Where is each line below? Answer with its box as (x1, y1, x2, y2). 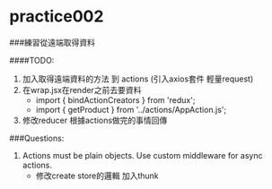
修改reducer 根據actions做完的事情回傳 (22, 115, 168, 125)
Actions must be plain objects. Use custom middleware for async (22, 150, 263, 160)
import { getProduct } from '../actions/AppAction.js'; (35, 104, 227, 115)
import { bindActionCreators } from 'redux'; (35, 94, 196, 105)
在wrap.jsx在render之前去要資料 (22, 84, 142, 95)
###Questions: (9, 133, 65, 143)
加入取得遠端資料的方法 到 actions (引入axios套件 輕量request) (22, 73, 254, 84)
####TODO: (9, 55, 55, 65)
